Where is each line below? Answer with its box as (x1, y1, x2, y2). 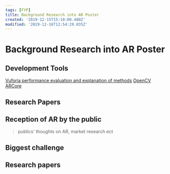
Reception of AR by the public (5, 115, 102, 124)
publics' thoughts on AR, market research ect (17, 129, 113, 135)
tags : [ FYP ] (5, 7, 31, 13)
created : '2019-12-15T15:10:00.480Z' (5, 17, 86, 22)
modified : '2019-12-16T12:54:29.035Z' (5, 21, 88, 27)
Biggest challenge (5, 143, 64, 152)
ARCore (5, 83, 22, 89)
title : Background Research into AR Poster (5, 12, 100, 17)
